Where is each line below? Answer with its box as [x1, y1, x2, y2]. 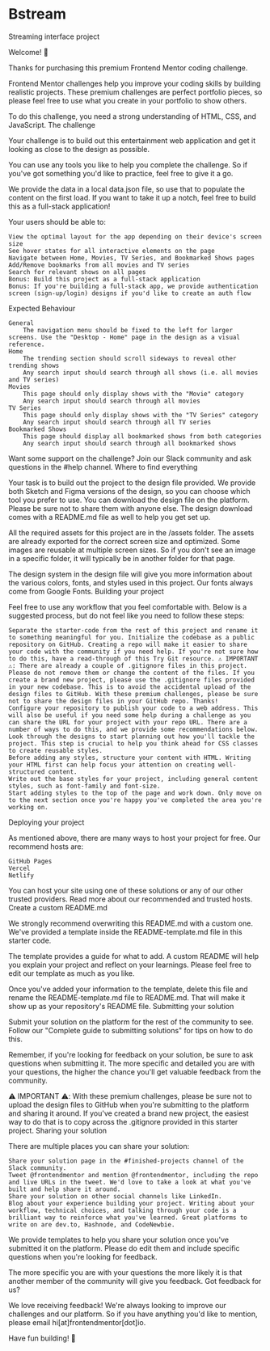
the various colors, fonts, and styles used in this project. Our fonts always [8, 577, 253, 587]
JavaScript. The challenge [8, 120, 95, 129]
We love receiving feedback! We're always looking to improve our [8, 1300, 226, 1310]
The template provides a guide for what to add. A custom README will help [8, 951, 259, 960]
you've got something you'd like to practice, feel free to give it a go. [8, 168, 234, 178]
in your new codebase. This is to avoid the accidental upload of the [8, 682, 251, 691]
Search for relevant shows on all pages [8, 268, 147, 276]
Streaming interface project [8, 32, 100, 41]
